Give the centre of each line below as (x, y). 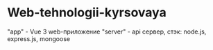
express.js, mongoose (39, 38)
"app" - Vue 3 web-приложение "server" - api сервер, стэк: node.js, (107, 32)
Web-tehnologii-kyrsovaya (87, 13)
